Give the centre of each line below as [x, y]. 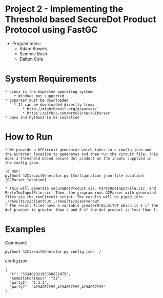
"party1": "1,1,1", [29, 282]
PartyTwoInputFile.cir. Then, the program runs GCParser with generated [81, 193]
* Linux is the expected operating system [49, 92]
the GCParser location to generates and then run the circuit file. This [82, 154]
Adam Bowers [33, 48]
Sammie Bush [33, 54]
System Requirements [51, 79]
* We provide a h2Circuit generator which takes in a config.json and [78, 150]
